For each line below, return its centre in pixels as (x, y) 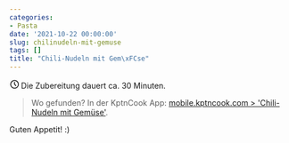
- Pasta (24, 26)
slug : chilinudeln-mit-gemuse (66, 42)
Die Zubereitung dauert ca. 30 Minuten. (94, 86)
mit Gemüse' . (84, 112)
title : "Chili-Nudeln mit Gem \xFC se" (79, 59)
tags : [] (25, 51)
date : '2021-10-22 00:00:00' (63, 34)
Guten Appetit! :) (40, 129)
